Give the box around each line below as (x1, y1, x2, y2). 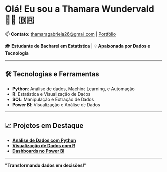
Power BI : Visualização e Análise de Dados (12, 101, 100, 108)
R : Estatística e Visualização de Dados (12, 91, 91, 97)
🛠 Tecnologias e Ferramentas (5, 70, 99, 78)
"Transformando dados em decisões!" (5, 162, 86, 168)
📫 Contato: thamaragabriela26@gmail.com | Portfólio (5, 31, 116, 37)
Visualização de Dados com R (12, 142, 76, 148)
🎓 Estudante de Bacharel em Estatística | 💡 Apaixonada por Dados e (5, 43, 151, 49)
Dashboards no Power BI (12, 148, 65, 154)
